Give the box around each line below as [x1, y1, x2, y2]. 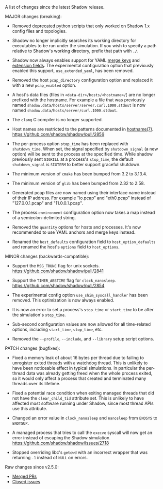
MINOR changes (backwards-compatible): [5, 253, 90, 259]
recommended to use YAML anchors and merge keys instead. [12, 229, 136, 235]
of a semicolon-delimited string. [12, 215, 76, 221]
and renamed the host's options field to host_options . [12, 244, 120, 250]
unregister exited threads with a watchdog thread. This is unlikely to [12, 360, 148, 366]
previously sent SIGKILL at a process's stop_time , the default [12, 156, 133, 162]
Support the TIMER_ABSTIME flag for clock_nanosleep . [12, 278, 116, 283]
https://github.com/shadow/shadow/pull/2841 [12, 268, 104, 274]
